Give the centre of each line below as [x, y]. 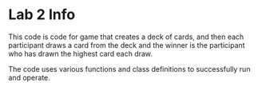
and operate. [29, 77]
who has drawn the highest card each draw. [81, 53]
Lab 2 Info [42, 15]
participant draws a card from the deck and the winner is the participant [127, 45]
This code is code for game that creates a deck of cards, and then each [126, 37]
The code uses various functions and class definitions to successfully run [129, 68]
